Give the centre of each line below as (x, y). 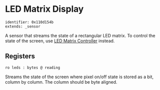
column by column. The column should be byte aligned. (61, 82)
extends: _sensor (23, 26)
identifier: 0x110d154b (29, 22)
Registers (20, 56)
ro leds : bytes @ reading (33, 67)
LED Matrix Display (44, 9)
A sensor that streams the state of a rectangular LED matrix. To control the (80, 35)
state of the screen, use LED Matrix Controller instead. (60, 41)
